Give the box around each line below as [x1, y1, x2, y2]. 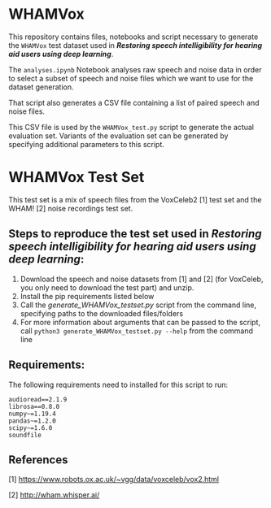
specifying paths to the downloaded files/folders [20, 308, 184, 318]
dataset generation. [8, 82, 74, 92]
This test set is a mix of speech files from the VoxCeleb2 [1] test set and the [8, 194, 262, 204]
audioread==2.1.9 [8, 395, 68, 403]
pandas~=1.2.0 [8, 416, 57, 425]
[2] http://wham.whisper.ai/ [8, 490, 100, 500]
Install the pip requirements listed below [20, 291, 155, 301]
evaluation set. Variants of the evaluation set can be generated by [8, 131, 229, 141]
